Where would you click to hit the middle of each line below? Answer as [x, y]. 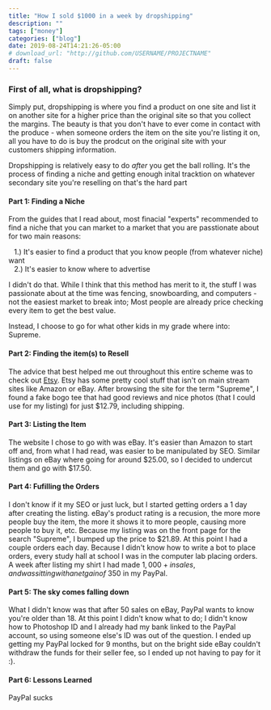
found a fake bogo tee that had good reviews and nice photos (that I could [132, 397]
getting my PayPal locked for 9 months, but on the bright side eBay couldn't [135, 644]
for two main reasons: [45, 236]
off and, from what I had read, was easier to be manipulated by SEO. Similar [134, 450]
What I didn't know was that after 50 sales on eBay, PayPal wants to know [131, 610]
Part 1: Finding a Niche [47, 201]
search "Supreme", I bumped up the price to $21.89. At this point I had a [128, 539]
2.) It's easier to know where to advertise [82, 269]
